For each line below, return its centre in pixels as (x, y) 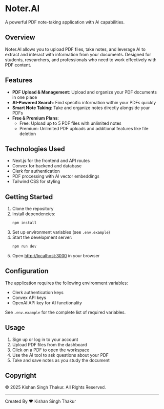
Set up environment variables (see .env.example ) (61, 232)
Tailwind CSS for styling (36, 182)
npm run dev (24, 247)
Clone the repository (33, 209)
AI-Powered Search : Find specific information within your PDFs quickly (84, 102)
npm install (24, 223)
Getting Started (29, 197)
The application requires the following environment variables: (67, 283)
